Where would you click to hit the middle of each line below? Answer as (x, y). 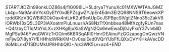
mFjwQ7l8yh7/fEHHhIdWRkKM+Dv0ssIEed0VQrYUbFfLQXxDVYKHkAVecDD (85, 39)
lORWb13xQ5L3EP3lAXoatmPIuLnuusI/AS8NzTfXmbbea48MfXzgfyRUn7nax (84, 23)
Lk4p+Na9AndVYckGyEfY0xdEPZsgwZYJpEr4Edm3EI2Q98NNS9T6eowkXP (84, 12)
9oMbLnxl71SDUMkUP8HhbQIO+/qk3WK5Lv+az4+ (59, 44)
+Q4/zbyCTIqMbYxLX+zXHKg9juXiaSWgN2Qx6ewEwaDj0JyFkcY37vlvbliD (83, 28)
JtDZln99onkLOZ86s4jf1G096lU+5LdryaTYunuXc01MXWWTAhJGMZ (91, 7)
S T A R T (12, 7)
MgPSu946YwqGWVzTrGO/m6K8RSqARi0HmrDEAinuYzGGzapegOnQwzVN (85, 34)
